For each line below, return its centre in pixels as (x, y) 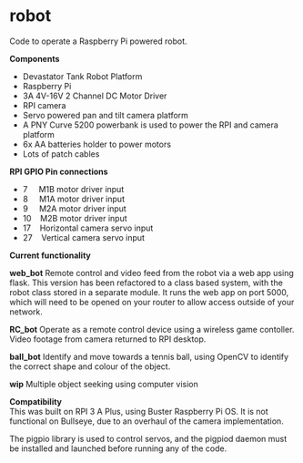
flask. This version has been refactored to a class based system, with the (146, 283)
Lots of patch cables (61, 154)
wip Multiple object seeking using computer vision (104, 384)
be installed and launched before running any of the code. (118, 448)
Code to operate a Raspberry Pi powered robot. (99, 41)
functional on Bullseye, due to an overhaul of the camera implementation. (146, 421)
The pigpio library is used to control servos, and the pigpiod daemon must (148, 438)
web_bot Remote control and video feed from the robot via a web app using (151, 273)
